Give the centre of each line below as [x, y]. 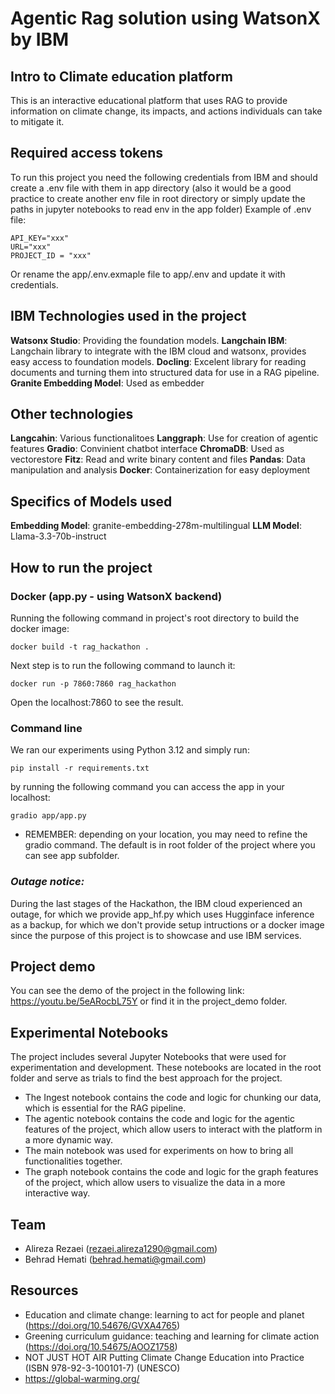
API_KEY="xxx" [40, 238]
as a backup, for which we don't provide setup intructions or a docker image [167, 924]
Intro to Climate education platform [121, 76]
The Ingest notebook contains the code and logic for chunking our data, [173, 1098]
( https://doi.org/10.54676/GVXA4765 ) [102, 1325]
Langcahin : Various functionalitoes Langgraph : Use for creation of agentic [164, 438]
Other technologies [72, 414]
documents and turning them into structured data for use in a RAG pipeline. [165, 372]
